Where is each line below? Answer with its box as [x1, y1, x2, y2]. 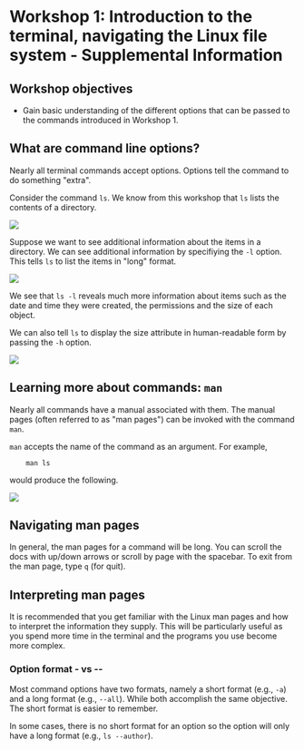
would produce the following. [9, 474, 119, 485]
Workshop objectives [9, 81, 133, 96]
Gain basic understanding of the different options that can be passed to [22, 105, 290, 115]
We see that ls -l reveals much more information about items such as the [9, 290, 288, 301]
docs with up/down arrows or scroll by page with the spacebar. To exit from [9, 551, 293, 562]
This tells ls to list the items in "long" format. [9, 256, 177, 267]
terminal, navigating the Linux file [9, 25, 268, 46]
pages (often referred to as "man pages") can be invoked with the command [9, 414, 295, 424]
